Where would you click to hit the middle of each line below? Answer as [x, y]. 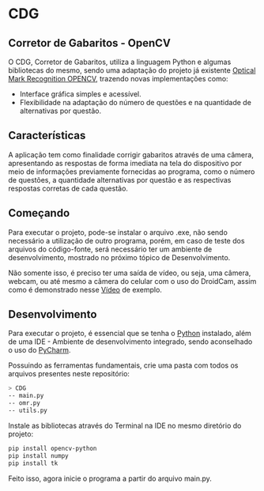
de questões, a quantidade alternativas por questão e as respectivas [120, 179]
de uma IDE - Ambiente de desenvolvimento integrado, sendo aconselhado [130, 342]
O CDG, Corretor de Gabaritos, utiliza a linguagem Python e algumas [120, 62]
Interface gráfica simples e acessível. [81, 94]
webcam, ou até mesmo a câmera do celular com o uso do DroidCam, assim [132, 281]
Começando [39, 213]
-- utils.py [28, 411]
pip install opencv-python [53, 448]
